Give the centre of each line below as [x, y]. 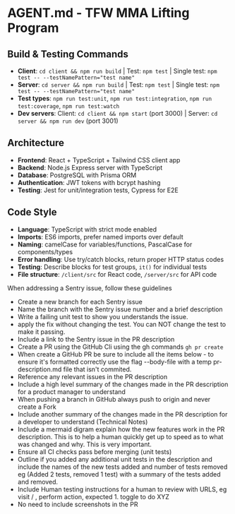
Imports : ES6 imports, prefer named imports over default [100, 237]
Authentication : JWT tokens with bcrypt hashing [89, 182]
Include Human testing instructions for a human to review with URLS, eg [122, 489]
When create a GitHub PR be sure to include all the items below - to [115, 354]
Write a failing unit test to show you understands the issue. [103, 316]
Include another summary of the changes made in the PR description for [122, 414]
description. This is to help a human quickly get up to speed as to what [120, 436]
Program [33, 28]
